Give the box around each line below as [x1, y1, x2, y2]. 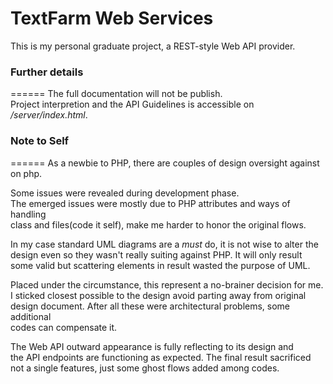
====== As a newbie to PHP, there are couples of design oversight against [10, 157, 320, 169]
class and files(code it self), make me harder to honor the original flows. [10, 218, 307, 231]
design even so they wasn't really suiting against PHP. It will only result [10, 248, 303, 261]
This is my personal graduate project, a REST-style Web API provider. [10, 40, 296, 52]
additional [10, 310, 52, 322]
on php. [10, 167, 43, 179]
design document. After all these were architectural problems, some [10, 300, 291, 312]
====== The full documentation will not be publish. [10, 88, 223, 100]
